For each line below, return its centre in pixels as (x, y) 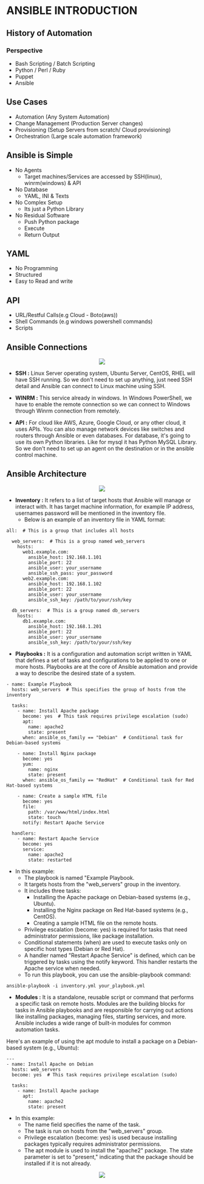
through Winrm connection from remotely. (68, 411)
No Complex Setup (39, 202)
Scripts (24, 328)
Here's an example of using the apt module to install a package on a (91, 1041)
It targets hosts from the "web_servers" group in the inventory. (102, 884)
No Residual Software (42, 215)
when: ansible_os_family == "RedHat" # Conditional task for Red (108, 780)
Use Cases (27, 102)
